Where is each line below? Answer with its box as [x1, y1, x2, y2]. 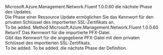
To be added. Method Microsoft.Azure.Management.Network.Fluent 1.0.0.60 [5, 24, 159, 30]
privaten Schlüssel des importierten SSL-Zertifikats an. [5, 19, 115, 25]
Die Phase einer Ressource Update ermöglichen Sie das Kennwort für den [5, 14, 154, 20]
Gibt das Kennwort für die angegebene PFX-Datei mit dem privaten [5, 35, 140, 40]
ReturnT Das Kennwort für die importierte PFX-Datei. [5, 30, 111, 35]
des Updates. [5, 9, 32, 15]
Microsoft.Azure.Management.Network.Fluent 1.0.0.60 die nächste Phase [5, 4, 152, 9]
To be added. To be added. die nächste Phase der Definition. [5, 45, 127, 51]
